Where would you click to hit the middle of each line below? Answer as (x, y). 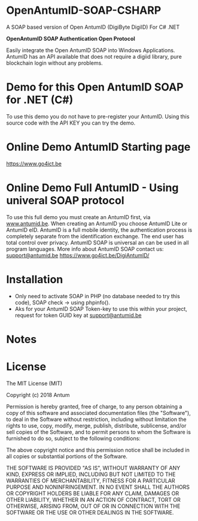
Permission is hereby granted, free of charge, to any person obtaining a (94, 406)
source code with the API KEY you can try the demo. (71, 123)
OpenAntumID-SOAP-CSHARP (84, 10)
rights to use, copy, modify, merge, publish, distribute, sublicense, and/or (96, 425)
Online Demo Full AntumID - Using (92, 188)
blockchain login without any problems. (54, 63)
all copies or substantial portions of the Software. (67, 456)
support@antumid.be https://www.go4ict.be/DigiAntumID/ (78, 255)
